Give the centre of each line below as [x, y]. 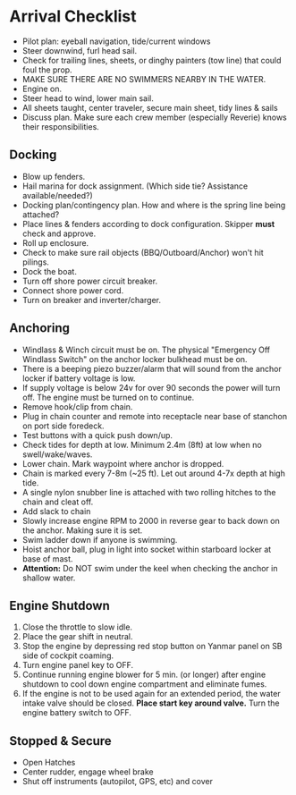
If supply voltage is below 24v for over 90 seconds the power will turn [151, 387]
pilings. [35, 262]
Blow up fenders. [54, 176]
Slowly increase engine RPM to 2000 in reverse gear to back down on [151, 520]
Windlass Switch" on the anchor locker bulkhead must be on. [135, 359]
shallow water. [49, 578]
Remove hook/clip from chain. [77, 406]
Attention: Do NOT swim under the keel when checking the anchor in [150, 568]
